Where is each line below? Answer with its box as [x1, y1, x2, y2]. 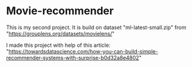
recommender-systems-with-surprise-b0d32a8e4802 [6, 54, 140, 61]
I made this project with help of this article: [6, 42, 111, 49]
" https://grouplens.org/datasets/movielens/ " [6, 30, 115, 37]
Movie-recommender [6, 4, 114, 18]
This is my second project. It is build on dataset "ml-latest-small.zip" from [6, 24, 187, 31]
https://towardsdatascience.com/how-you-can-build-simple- [8, 47, 159, 55]
